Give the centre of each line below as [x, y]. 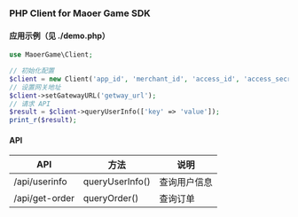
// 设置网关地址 [35, 87]
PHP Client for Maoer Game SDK [80, 13]
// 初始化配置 [32, 71]
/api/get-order [44, 198]
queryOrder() [111, 198]
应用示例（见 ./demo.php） [59, 35]
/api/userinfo [40, 182]
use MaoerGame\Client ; [51, 55]
